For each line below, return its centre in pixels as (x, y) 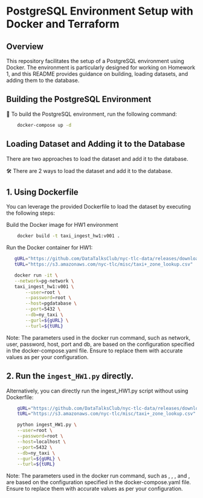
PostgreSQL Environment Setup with (100, 11)
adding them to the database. (43, 80)
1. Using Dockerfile (42, 192)
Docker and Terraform (63, 24)
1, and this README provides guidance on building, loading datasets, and (97, 74)
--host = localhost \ (42, 442)
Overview (25, 46)
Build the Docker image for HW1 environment (62, 225)
